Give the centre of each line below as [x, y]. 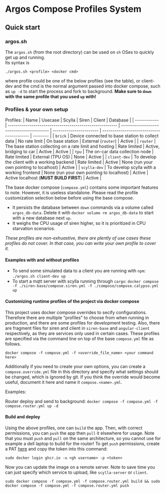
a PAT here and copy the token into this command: [56, 449]
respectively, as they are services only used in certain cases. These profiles [82, 333]
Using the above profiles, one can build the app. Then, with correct [74, 428]
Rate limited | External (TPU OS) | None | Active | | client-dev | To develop [81, 157]
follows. [13, 344]
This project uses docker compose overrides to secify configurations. [76, 312]
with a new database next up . [42, 218]
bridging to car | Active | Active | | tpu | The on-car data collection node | [80, 152]
